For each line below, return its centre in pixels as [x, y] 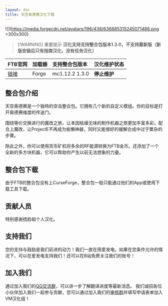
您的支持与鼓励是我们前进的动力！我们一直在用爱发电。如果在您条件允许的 [82, 249]
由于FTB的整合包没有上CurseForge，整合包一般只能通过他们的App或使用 [80, 182]
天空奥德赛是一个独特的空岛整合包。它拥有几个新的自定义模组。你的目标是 [82, 106]
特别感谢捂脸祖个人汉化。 [31, 219]
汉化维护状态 [109, 64]
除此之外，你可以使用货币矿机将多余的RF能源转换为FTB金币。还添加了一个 [82, 146]
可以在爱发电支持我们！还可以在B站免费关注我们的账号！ [77, 255]
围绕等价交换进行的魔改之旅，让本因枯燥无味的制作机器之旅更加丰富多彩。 [82, 123]
